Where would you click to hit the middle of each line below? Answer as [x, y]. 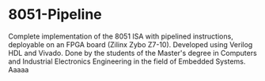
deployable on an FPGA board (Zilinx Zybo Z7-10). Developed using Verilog [131, 44]
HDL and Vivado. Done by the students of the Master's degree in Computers [132, 53]
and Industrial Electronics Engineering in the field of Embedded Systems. [127, 61]
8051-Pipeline [55, 15]
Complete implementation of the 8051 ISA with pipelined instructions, [121, 36]
